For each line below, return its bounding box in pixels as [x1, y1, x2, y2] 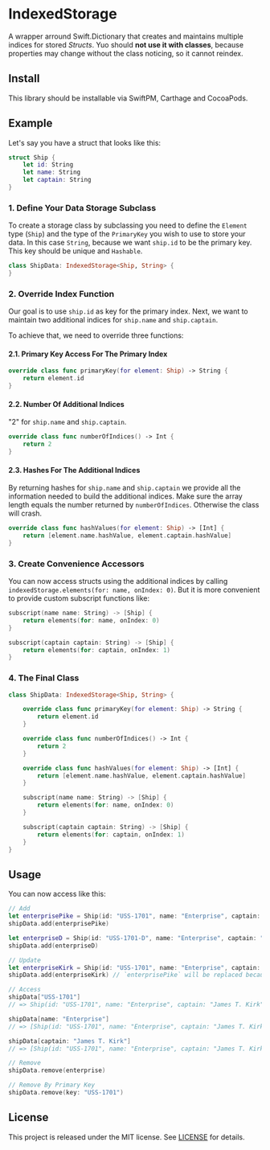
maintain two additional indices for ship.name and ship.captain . [8, 315, 219, 325]
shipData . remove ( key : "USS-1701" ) [8, 1089, 125, 1097]
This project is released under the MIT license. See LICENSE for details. [8, 1132, 245, 1142]
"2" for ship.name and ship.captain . [8, 417, 127, 427]
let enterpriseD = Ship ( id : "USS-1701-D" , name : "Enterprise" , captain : [8, 934, 257, 942]
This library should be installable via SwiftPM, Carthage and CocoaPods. [8, 93, 248, 103]
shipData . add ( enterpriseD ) [8, 942, 99, 950]
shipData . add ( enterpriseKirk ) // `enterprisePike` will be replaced [8, 971, 243, 980]
